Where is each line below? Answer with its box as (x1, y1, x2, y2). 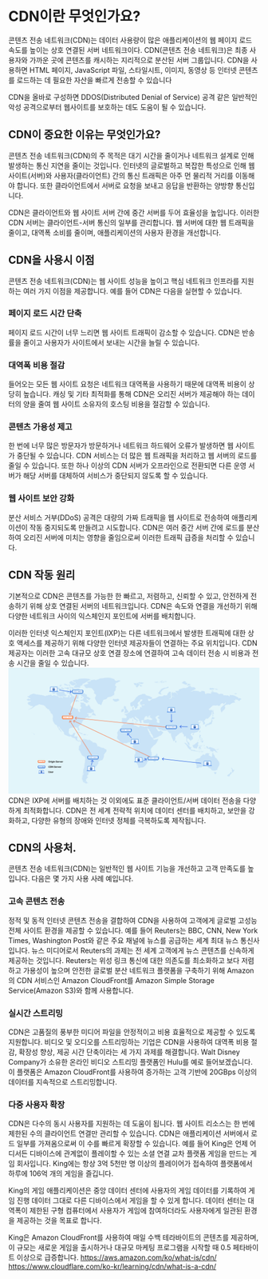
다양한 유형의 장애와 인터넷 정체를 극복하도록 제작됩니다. (31, 815, 207, 825)
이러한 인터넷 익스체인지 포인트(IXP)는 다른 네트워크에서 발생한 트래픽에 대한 (8, 628, 246, 638)
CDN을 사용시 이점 (8, 254, 95, 267)
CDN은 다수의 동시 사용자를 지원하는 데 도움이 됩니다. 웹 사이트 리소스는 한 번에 (8, 1119, 255, 1129)
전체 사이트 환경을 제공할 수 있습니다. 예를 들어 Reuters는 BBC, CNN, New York (8, 925, 258, 935)
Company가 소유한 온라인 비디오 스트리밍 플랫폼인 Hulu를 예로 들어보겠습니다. (8, 1057, 253, 1066)
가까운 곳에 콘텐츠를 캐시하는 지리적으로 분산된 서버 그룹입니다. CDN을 (29, 55, 250, 65)
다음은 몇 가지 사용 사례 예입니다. (31, 873, 134, 884)
